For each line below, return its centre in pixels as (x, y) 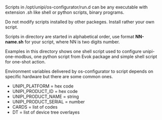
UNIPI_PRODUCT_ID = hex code (45, 91)
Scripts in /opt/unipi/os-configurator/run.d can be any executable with (77, 7)
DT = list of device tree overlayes (46, 112)
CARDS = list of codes (35, 107)
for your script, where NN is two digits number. (72, 42)
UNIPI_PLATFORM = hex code (43, 86)
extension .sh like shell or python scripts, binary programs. (65, 12)
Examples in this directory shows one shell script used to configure (73, 51)
